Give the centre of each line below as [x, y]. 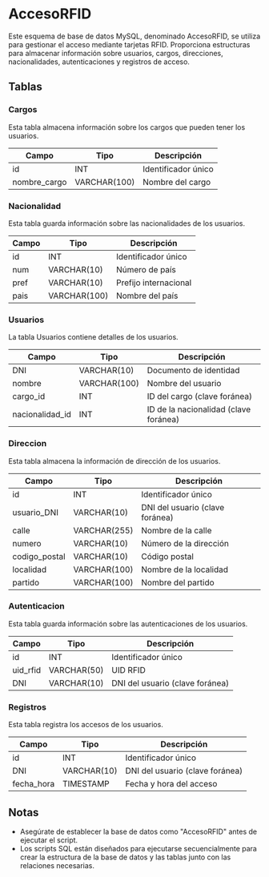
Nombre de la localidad [185, 569]
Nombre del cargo [177, 182]
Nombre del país [147, 296]
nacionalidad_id [42, 415]
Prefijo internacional [154, 283]
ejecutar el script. [49, 840]
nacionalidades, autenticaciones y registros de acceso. [99, 62]
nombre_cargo [40, 182]
